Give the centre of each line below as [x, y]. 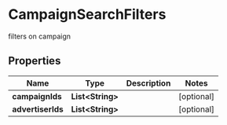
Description [148, 83]
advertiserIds [38, 109]
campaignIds [37, 96]
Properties [35, 61]
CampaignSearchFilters [87, 15]
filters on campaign [40, 36]
